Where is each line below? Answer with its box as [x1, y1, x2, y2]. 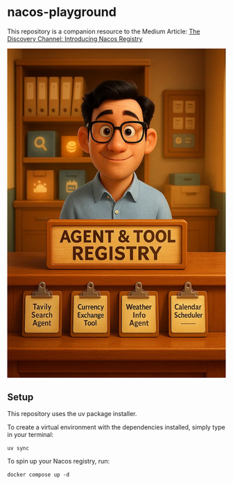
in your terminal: [7, 431, 54, 439]
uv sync [7, 445, 30, 452]
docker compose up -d [7, 471, 70, 479]
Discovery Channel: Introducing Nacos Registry [7, 34, 143, 42]
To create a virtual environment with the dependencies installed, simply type [7, 423, 225, 431]
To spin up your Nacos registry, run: [7, 457, 110, 466]
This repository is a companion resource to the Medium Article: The [7, 27, 200, 35]
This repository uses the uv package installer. [7, 410, 137, 418]
